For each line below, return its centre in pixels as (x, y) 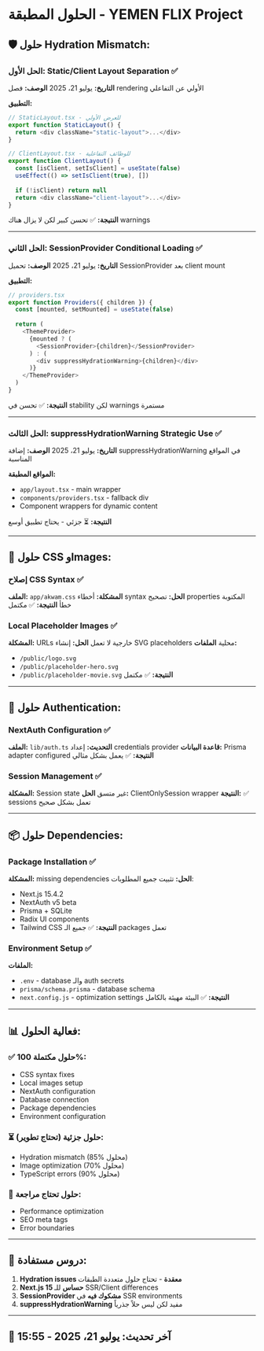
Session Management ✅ (55, 776)
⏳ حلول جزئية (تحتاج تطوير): (56, 1137)
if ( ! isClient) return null (61, 190)
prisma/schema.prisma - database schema (87, 989)
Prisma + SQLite (46, 910)
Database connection (54, 1099)
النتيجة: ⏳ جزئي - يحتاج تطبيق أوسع (60, 522)
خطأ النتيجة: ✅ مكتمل (40, 604)
